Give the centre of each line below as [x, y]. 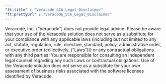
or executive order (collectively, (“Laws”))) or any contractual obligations [80, 50]
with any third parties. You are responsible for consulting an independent [80, 55]
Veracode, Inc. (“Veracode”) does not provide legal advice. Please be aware [83, 28]
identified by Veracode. [29, 76]
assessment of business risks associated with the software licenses [75, 71]
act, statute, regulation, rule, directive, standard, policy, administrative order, [83, 44]
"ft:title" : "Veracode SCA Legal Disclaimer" [54, 10]
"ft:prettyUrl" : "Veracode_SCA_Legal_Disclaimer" [59, 14]
